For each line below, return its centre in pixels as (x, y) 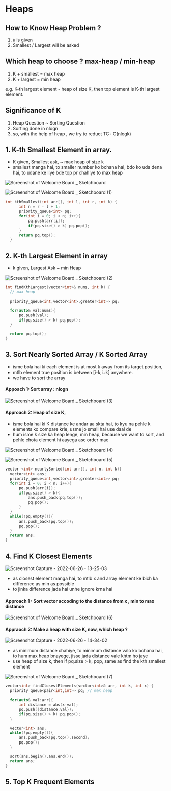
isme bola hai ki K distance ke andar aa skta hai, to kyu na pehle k (81, 424)
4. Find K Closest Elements (49, 556)
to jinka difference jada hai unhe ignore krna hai (63, 589)
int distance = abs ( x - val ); (49, 705)
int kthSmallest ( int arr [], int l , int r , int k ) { (61, 202)
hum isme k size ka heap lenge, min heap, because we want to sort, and (88, 435)
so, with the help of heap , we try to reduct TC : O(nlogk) (72, 134)
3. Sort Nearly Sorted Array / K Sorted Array (76, 354)
